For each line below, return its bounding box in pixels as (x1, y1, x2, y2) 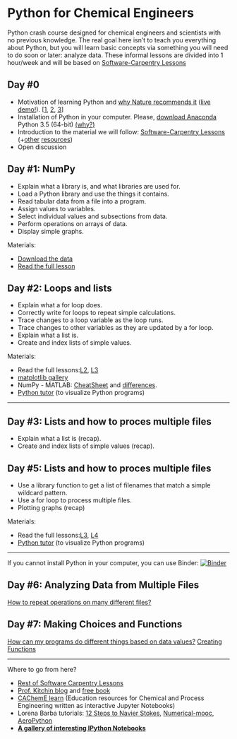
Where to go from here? (7, 665, 77, 673)
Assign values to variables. (17, 204, 96, 213)
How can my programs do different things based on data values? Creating (7, 637, 222, 646)
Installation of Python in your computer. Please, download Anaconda (17, 112, 217, 121)
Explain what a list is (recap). (17, 434, 102, 443)
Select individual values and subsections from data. (17, 212, 168, 220)
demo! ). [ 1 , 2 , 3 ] (17, 105, 64, 114)
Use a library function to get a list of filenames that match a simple (17, 481, 211, 489)
